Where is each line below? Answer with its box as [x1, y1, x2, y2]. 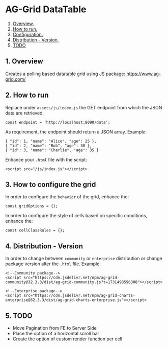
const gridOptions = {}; [5, 203, 58, 209]
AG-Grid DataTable [5, 4, 87, 15]
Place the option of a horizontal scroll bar [12, 331, 99, 336]
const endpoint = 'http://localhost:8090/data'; [5, 120, 110, 125]
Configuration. [12, 31, 43, 37]
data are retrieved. [5, 110, 44, 116]
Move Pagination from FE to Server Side [12, 325, 97, 331]
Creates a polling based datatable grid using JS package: [5, 71, 126, 77]
